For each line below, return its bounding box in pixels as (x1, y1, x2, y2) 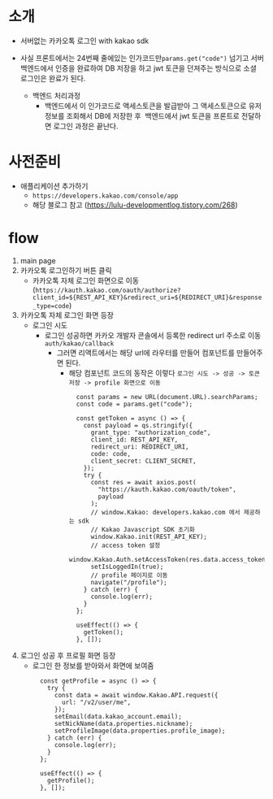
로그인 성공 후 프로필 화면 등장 (19, 650, 116, 660)
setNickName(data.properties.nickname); (54, 719, 193, 727)
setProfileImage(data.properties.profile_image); (54, 727, 226, 735)
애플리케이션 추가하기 (19, 180, 89, 191)
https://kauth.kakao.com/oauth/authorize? (35, 286, 181, 294)
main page (19, 255, 56, 265)
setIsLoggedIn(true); (90, 562, 164, 571)
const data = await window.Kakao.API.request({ (54, 691, 219, 699)
